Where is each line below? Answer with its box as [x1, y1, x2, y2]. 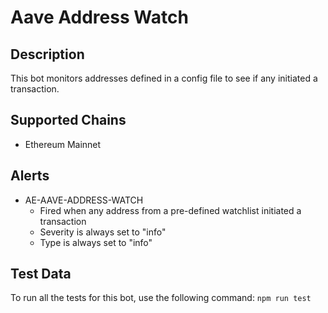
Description [10, 46, 85, 63]
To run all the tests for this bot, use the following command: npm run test [10, 292, 312, 304]
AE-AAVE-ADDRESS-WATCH [24, 194, 144, 206]
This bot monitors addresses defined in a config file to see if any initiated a [10, 72, 318, 84]
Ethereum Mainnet [24, 138, 102, 150]
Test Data [10, 266, 72, 283]
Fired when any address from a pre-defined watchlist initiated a [39, 204, 302, 216]
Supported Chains [10, 112, 127, 129]
